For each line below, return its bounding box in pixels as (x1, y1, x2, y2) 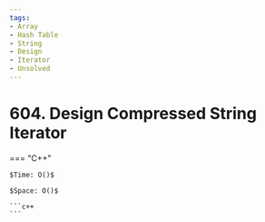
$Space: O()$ (9, 186, 59, 196)
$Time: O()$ (9, 170, 54, 179)
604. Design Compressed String (9, 104, 257, 124)
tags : (9, 13, 30, 23)
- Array (9, 22, 39, 31)
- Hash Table (9, 30, 59, 39)
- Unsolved (9, 65, 51, 74)
